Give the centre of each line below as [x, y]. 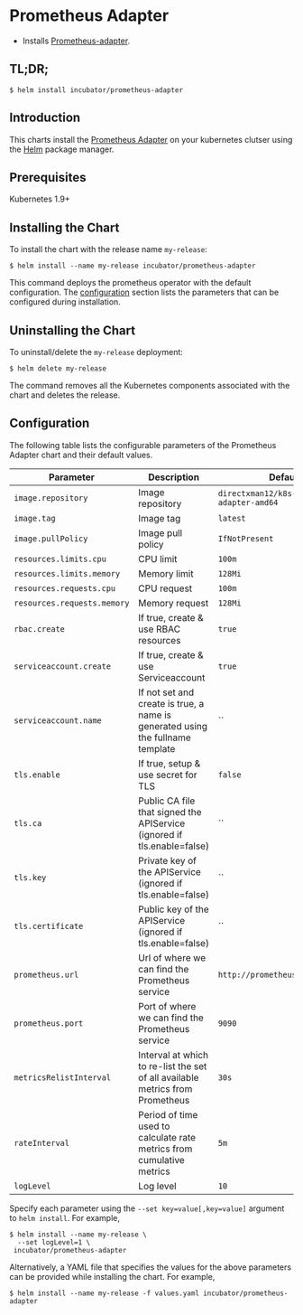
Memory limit [166, 573]
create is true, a [171, 703]
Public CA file [167, 801]
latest [232, 518]
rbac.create [40, 629]
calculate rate [167, 1137]
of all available [169, 1077]
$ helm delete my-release [58, 369]
